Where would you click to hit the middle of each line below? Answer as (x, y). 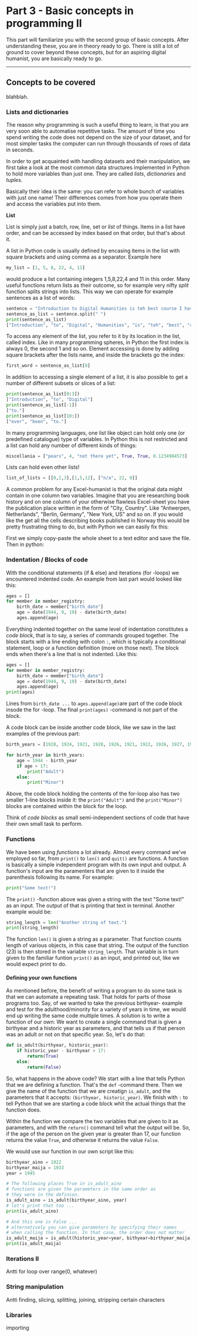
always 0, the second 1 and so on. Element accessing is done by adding (93, 349)
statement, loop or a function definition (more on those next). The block (93, 648)
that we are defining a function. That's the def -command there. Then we (94, 1084)
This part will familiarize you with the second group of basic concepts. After (98, 39)
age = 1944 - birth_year (47, 760)
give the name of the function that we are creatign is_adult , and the (89, 1091)
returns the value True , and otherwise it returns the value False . (83, 1140)
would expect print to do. (36, 964)
